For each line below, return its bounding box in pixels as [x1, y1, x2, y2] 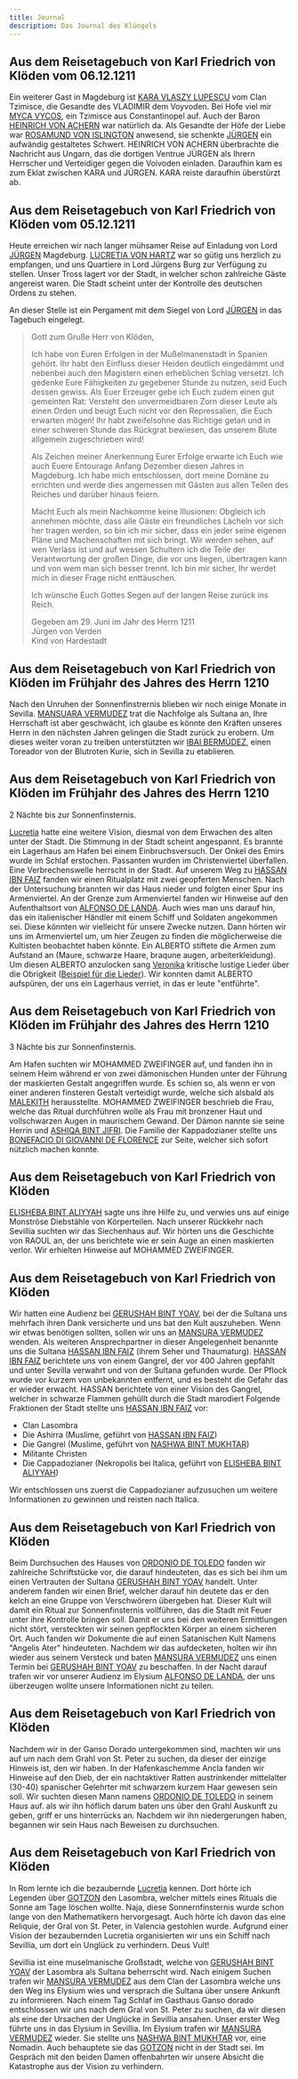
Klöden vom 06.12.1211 [9, 68, 136, 83]
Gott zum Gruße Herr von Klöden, [30, 331, 155, 343]
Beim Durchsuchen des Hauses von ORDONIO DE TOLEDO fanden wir [9, 1557, 267, 1568]
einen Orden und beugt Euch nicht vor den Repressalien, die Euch [30, 406, 273, 417]
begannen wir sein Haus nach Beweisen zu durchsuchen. [9, 1819, 220, 1830]
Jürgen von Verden [30, 626, 102, 637]
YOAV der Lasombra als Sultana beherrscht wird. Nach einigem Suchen [9, 1966, 271, 1977]
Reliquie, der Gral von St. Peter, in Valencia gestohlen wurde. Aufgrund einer [9, 1921, 289, 1931]
